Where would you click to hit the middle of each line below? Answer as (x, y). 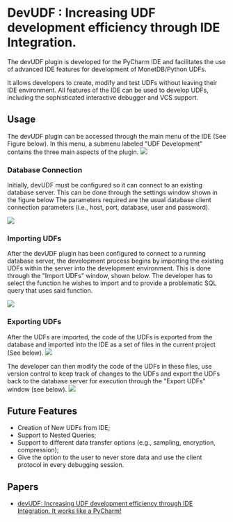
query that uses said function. (50, 291)
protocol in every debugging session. (71, 465)
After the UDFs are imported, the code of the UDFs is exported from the (110, 337)
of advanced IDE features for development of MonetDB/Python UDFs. (107, 69)
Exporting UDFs (34, 322)
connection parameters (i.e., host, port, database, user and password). (109, 208)
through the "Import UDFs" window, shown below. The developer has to (110, 276)
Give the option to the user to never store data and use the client (110, 457)
